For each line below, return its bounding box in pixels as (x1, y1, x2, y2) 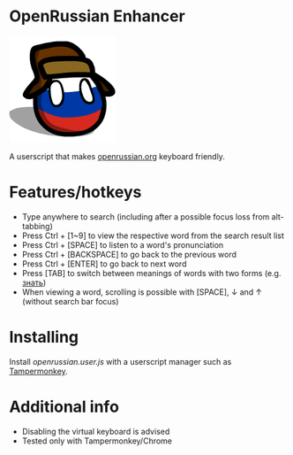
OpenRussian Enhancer (9, 6, 185, 27)
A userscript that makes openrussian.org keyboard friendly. (9, 150, 225, 161)
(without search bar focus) (21, 296, 119, 306)
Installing (9, 328, 79, 347)
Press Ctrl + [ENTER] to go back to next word (21, 258, 187, 269)
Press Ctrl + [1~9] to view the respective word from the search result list (21, 230, 285, 241)
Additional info (9, 397, 119, 417)
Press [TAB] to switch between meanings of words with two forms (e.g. (21, 267, 282, 278)
